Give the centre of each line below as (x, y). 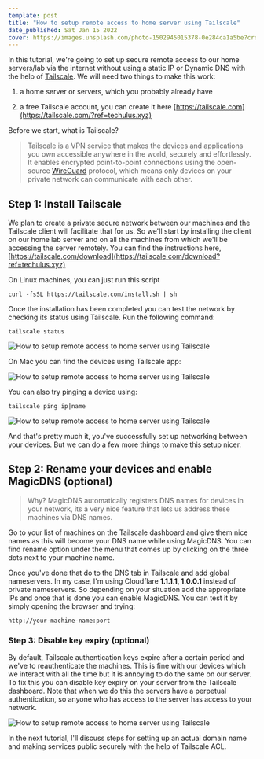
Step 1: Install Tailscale (65, 204)
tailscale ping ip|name (47, 407)
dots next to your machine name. (62, 557)
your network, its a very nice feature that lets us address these (128, 509)
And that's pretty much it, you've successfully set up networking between (128, 437)
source (39, 171)
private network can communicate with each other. (110, 179)
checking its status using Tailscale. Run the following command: (112, 317)
